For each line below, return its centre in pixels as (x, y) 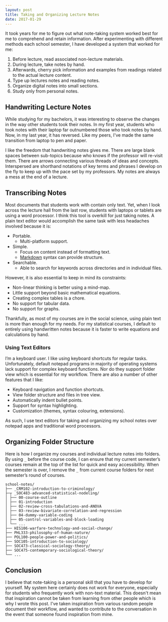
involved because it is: (28, 226)
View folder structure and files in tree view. (56, 395)
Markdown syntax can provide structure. (62, 257)
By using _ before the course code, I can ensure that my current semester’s (83, 459)
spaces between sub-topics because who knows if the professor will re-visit (84, 156)
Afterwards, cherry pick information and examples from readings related (87, 70)
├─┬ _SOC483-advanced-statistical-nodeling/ (52, 493)
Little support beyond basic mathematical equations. (66, 293)
